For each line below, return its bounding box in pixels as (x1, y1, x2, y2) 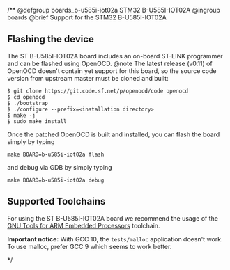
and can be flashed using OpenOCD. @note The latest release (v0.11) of (7, 59, 213, 67)
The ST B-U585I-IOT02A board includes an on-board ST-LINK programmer (7, 51, 223, 60)
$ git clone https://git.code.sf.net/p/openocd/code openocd (7, 87, 189, 95)
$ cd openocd (7, 93, 45, 100)
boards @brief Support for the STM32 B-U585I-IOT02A (7, 13, 167, 22)
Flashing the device (7, 33, 94, 45)
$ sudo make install (7, 118, 68, 125)
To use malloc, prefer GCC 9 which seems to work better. (7, 242, 172, 251)
